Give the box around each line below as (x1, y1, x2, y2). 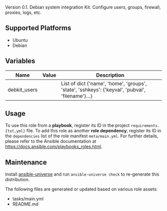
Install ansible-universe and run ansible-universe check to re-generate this (5, 171, 160, 177)
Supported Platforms (5, 24, 72, 32)
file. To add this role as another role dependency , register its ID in (26, 128, 162, 134)
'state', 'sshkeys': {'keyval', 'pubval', (61, 86, 146, 93)
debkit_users (7, 86, 38, 93)
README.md (12, 201, 39, 207)
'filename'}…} (61, 92, 93, 99)
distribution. (5, 177, 30, 183)
